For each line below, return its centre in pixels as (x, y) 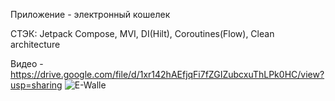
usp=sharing (36, 85)
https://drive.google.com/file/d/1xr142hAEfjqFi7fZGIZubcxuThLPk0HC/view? (167, 74)
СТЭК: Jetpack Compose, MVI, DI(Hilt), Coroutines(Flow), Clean (142, 33)
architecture (35, 44)
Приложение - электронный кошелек (90, 14)
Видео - (27, 63)
